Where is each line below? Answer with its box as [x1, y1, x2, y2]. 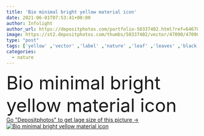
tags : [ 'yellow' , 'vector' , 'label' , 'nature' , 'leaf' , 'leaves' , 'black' [6, 43, 200, 49]
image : [6, 32, 23, 38]
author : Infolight [6, 20, 53, 26]
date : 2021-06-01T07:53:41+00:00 [6, 15, 91, 21]
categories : [6, 49, 36, 55]
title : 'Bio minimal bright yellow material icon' [6, 9, 137, 15]
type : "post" [6, 37, 39, 43]
